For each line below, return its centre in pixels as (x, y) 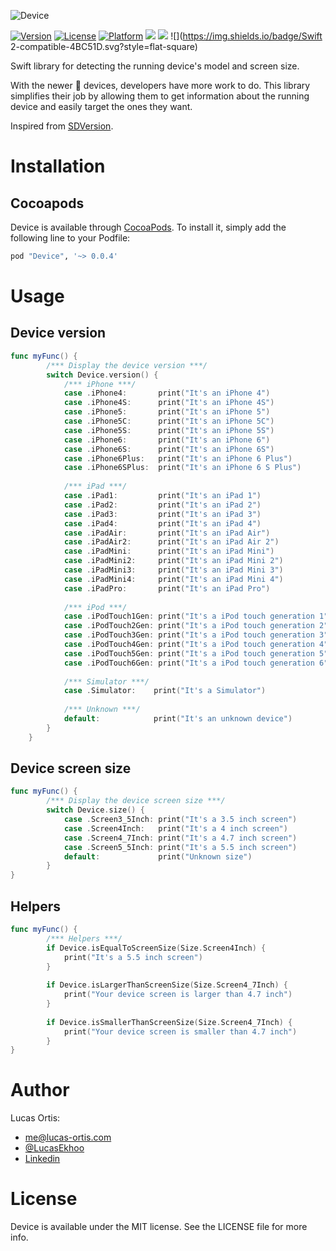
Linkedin (42, 1159)
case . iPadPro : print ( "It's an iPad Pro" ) (167, 588)
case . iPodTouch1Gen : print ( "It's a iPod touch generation (189, 616)
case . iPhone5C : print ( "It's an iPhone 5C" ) (169, 421)
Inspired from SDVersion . (62, 126)
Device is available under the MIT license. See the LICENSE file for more (159, 1227)
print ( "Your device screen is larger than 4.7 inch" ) (178, 995)
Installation (58, 166)
